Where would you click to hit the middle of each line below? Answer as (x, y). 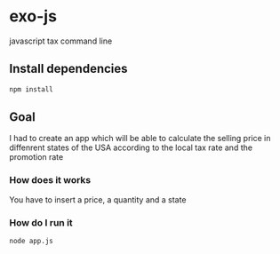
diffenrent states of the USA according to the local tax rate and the (131, 147)
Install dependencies (68, 69)
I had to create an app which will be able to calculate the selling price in (140, 139)
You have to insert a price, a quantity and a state (98, 199)
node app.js (31, 242)
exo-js (33, 16)
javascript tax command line (61, 41)
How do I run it (41, 222)
